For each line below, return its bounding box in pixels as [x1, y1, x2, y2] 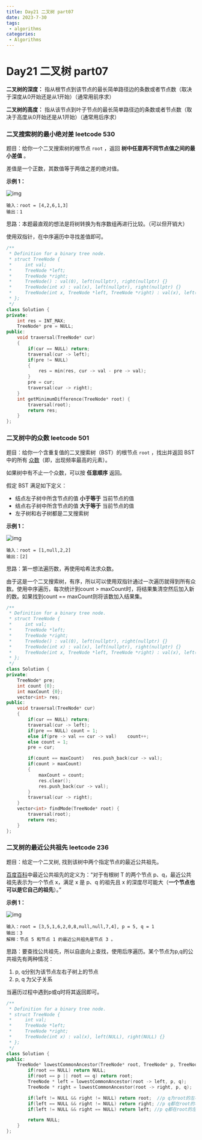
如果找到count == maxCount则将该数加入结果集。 [22, 593, 145, 600]
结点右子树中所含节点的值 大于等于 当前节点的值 [14, 502, 134, 509]
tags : [6, 20, 20, 26]
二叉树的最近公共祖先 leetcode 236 [6, 843, 109, 852]
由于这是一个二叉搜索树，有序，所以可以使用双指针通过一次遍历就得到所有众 [6, 578, 196, 585]
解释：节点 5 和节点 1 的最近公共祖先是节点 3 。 [6, 936, 116, 942]
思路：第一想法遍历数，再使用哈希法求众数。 [6, 565, 117, 572]
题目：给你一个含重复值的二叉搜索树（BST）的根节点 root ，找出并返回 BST [6, 449, 195, 456]
